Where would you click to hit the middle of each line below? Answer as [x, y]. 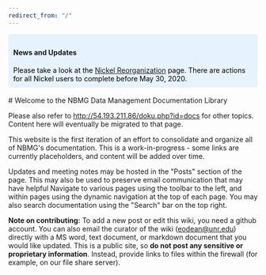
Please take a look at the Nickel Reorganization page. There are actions [129, 70]
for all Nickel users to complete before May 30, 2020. [100, 78]
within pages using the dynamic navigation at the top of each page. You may [133, 196]
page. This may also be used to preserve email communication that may [125, 179]
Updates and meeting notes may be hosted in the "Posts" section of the [125, 171]
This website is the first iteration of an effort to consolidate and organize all [131, 139]
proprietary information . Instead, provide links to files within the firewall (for [133, 254]
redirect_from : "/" [40, 15]
